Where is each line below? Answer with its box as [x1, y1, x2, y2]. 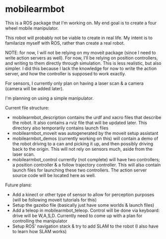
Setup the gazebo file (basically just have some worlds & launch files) [12, 202, 155, 208]
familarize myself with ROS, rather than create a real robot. [5, 40, 125, 46]
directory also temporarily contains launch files [12, 125, 109, 131]
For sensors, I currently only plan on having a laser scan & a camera [5, 80, 144, 86]
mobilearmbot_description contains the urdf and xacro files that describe [12, 114, 162, 120]
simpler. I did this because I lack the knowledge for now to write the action [5, 65, 157, 71]
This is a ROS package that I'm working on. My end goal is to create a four [5, 20, 157, 26]
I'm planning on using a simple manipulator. [5, 95, 94, 101]
